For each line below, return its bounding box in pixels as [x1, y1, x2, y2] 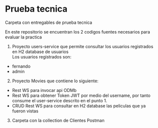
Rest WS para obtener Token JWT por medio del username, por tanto [12, 92, 151, 98]
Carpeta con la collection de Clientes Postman [12, 117, 105, 123]
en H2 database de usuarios [12, 49, 69, 55]
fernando [12, 63, 31, 69]
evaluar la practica [5, 34, 42, 40]
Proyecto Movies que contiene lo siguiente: [12, 78, 98, 84]
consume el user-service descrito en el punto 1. [12, 97, 108, 103]
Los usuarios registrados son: [12, 54, 72, 59]
